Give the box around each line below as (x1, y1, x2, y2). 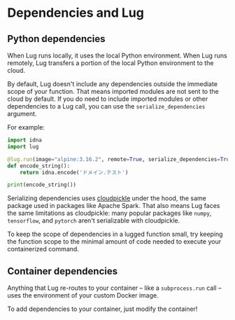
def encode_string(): (7, 162, 71, 169)
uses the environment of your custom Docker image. (7, 291, 159, 300)
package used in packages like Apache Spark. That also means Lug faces (7, 202, 220, 210)
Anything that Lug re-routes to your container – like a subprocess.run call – (7, 284, 222, 292)
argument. (7, 110, 37, 118)
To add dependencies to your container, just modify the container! (7, 305, 198, 313)
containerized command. (7, 245, 79, 253)
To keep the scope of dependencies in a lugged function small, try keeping (7, 230, 223, 239)
